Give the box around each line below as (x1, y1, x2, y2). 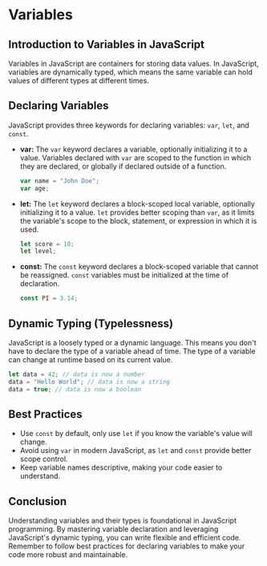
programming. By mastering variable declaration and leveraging (8, 524, 219, 534)
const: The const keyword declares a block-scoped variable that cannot (19, 262, 259, 272)
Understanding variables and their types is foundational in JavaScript (8, 515, 237, 526)
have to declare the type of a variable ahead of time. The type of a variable (8, 346, 256, 356)
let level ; (19, 247, 57, 256)
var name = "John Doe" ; (19, 176, 100, 185)
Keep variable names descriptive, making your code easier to (19, 463, 223, 472)
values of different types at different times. (8, 76, 150, 85)
